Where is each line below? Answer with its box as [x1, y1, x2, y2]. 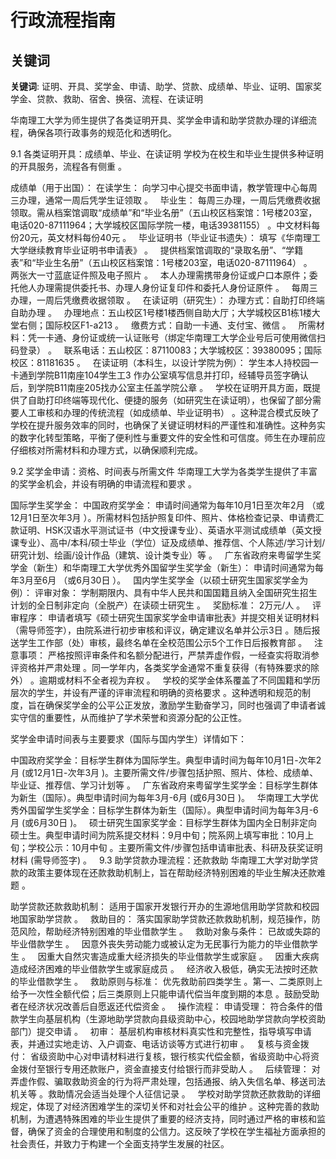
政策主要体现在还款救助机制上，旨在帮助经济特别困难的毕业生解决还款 [27, 867, 317, 878]
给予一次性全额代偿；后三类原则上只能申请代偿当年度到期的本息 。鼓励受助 [10, 988, 320, 1000]
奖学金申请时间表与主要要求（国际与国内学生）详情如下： [10, 733, 247, 745]
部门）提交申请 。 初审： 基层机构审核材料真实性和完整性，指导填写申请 [10, 1026, 312, 1037]
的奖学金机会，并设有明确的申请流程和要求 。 [10, 478, 197, 490]
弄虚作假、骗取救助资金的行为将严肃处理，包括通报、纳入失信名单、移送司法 [10, 1076, 326, 1087]
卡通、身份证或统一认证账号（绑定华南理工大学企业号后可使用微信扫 [44, 332, 326, 343]
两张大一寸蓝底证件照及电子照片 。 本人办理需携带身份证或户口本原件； [10, 269, 310, 281]
